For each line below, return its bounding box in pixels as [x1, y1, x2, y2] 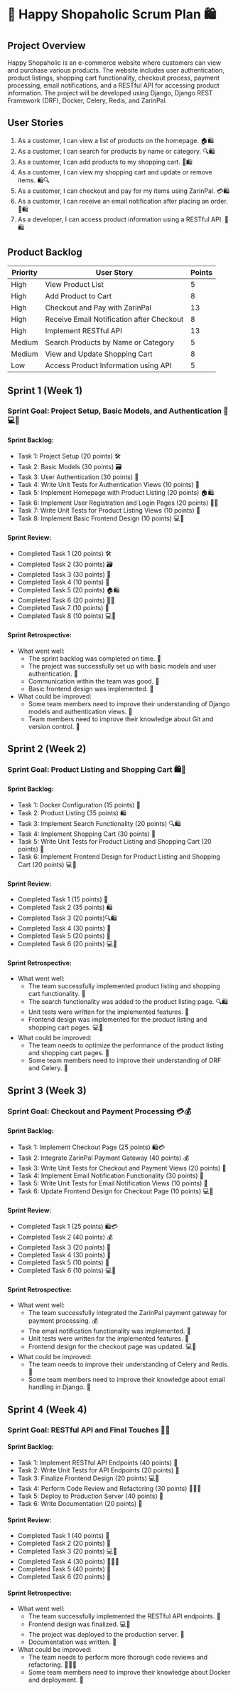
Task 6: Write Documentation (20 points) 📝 [17, 1499, 143, 1507]
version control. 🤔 [28, 722, 80, 731]
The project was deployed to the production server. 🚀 [28, 1630, 185, 1639]
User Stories [7, 117, 64, 129]
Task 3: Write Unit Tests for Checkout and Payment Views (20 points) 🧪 [17, 1163, 227, 1172]
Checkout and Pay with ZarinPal [45, 303, 151, 313]
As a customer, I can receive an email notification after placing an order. [17, 197, 229, 205]
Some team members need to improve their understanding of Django [28, 699, 230, 708]
